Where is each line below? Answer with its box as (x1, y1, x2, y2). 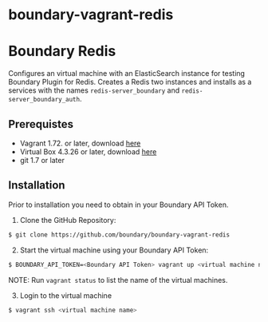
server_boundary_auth (8, 96, 81, 104)
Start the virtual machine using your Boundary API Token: (19, 245, 209, 255)
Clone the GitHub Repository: (19, 215, 116, 225)
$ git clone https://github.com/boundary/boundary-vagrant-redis (8, 230, 230, 239)
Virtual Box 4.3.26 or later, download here (19, 146, 157, 157)
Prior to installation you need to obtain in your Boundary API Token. (8, 200, 229, 209)
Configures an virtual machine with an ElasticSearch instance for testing (8, 69, 246, 78)
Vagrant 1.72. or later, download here (19, 138, 141, 148)
